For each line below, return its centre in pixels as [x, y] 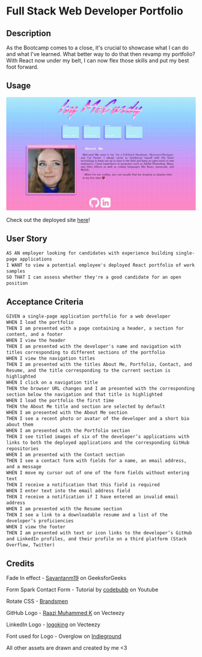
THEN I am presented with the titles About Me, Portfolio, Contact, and [99, 365]
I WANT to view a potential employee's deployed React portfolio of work [101, 265]
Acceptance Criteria [45, 302]
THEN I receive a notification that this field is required [83, 485]
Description [29, 33]
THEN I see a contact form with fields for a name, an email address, [96, 461]
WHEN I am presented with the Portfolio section [68, 431]
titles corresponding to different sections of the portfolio [86, 353]
